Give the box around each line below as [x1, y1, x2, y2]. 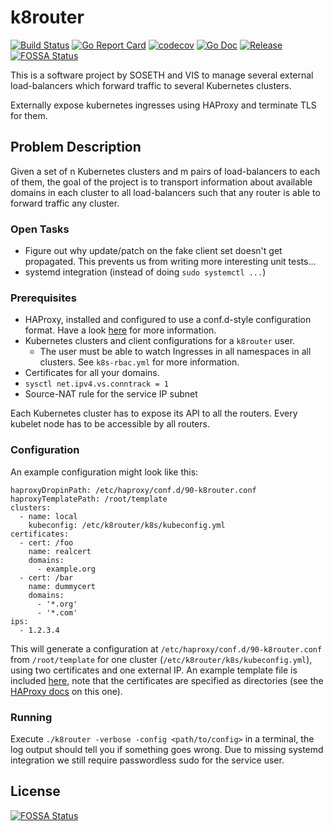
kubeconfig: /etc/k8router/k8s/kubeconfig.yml [28, 520, 226, 530]
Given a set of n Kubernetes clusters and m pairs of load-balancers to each [10, 165, 321, 177]
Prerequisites [10, 291, 77, 305]
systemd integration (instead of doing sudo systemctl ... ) [24, 266, 267, 278]
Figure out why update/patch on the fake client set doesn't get [24, 245, 283, 257]
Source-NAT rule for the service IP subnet [24, 388, 198, 400]
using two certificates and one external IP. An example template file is [10, 664, 298, 676]
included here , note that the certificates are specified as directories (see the [10, 674, 324, 686]
